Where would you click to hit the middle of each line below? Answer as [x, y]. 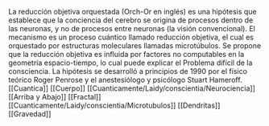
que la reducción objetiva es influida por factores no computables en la [126, 54]
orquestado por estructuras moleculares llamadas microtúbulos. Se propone [135, 46]
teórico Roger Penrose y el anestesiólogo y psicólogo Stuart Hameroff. [126, 80]
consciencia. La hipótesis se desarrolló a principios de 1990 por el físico [128, 71]
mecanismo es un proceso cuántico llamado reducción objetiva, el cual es [131, 37]
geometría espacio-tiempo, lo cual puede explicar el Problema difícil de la [130, 63]
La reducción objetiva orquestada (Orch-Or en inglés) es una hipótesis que [132, 12]
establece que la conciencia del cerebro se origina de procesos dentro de [131, 20]
